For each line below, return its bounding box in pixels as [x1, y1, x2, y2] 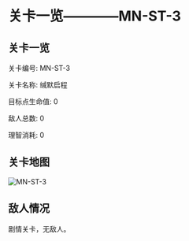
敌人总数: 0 [8, 113, 45, 123]
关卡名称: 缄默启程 [8, 80, 68, 89]
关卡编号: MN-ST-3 [8, 64, 71, 72]
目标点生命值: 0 [8, 97, 58, 106]
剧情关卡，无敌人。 [8, 224, 71, 233]
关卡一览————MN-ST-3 [8, 7, 181, 25]
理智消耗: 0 [8, 131, 45, 139]
